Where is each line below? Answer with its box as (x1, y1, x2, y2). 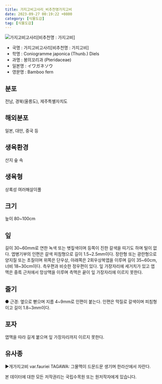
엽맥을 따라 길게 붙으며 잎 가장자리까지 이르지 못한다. (5, 334, 104, 340)
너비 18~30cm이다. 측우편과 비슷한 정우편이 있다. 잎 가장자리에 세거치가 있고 (5, 263, 150, 269)
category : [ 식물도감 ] (5, 16, 44, 21)
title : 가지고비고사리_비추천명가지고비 (5, 7, 73, 12)
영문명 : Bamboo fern (12, 69, 54, 75)
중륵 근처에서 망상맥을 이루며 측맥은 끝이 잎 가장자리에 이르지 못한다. (14, 270, 143, 275)
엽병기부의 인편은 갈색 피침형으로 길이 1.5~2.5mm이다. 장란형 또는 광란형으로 (11, 251, 157, 257)
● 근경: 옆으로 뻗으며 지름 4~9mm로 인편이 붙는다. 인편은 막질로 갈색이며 (5, 299, 144, 304)
